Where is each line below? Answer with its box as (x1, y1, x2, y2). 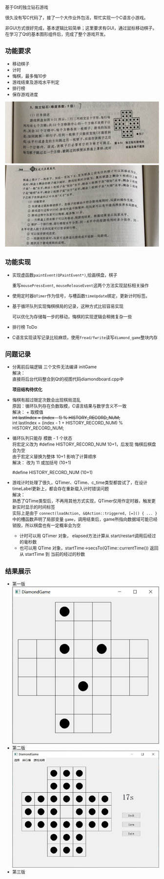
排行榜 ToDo (12, 324, 38, 330)
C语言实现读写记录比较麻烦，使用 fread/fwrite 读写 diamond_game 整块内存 (12, 334, 158, 340)
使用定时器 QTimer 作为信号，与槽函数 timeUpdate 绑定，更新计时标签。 (12, 293, 150, 299)
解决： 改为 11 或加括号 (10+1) (12, 460, 72, 466)
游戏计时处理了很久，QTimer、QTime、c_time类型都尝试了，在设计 (12, 479, 148, 486)
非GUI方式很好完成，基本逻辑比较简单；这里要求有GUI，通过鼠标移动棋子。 (5, 25, 157, 31)
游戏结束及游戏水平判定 (12, 79, 60, 85)
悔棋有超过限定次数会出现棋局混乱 (12, 397, 81, 403)
